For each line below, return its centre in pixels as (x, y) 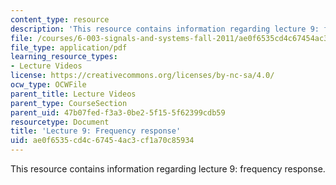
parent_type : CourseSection (69, 103)
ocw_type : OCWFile (48, 85)
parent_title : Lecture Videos (73, 94)
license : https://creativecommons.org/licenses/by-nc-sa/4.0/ (142, 76)
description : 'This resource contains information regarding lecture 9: (165, 29)
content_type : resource (60, 19)
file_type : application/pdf (69, 47)
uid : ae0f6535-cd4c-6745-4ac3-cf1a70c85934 (102, 141)
